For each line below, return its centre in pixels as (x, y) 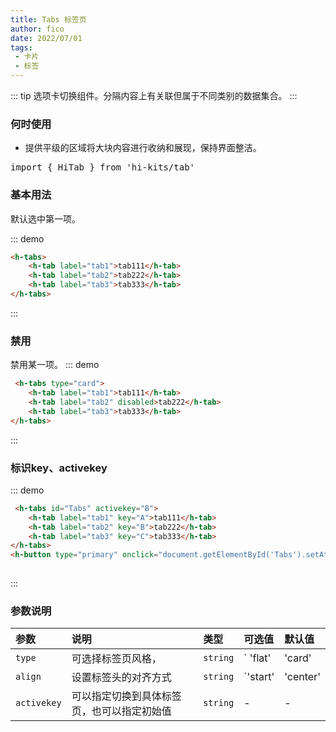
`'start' (259, 677)
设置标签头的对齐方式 (121, 678)
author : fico (37, 29)
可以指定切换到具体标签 (126, 696)
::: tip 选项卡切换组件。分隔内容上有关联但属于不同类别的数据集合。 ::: (154, 95)
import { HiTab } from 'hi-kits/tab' (103, 167)
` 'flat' (257, 658)
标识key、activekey (59, 468)
